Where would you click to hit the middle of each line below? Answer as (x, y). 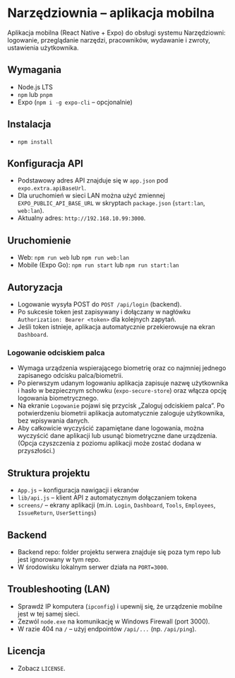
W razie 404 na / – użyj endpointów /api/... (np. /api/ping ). (107, 628)
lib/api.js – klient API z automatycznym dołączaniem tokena (107, 498)
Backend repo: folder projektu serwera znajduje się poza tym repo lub (119, 552)
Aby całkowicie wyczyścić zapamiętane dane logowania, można (111, 428)
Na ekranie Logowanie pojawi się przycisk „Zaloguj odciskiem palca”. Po (121, 406)
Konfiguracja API (45, 163)
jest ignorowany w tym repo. (59, 559)
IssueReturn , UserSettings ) (57, 513)
